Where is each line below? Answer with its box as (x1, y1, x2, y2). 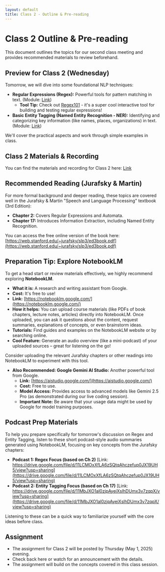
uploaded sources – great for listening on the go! (12, 343, 111, 349)
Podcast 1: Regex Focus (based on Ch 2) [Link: (12, 457, 109, 463)
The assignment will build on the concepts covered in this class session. (12, 562, 159, 568)
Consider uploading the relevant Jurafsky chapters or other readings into (5, 352, 153, 358)
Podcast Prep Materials (5, 418, 78, 427)
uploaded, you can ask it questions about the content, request (12, 317, 138, 322)
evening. (12, 551, 30, 557)
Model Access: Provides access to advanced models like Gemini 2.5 (19, 388, 159, 394)
